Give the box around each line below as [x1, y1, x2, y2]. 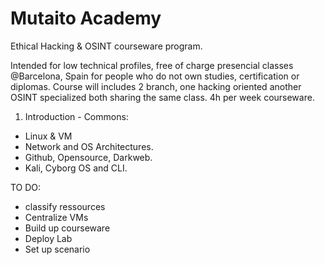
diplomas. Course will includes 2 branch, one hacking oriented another [10, 80, 302, 92]
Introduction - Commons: [24, 110, 129, 122]
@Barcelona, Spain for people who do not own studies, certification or [10, 70, 300, 82]
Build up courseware [24, 222, 111, 234]
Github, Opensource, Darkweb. [24, 151, 153, 163]
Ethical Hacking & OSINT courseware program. [10, 40, 203, 52]
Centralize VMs [24, 211, 89, 223]
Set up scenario [24, 243, 91, 255]
